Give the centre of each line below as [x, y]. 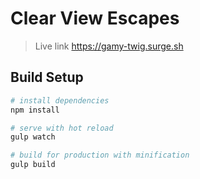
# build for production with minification [100, 155]
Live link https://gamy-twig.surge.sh [109, 46]
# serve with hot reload [62, 128]
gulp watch [33, 137]
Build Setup [47, 77]
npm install [35, 110]
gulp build [33, 165]
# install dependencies [60, 100]
